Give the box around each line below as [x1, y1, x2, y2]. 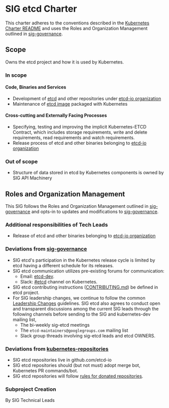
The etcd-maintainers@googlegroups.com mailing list [20, 327, 128, 333]
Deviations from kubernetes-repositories [5, 345, 109, 352]
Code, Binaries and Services [5, 84, 66, 90]
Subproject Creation [5, 386, 56, 393]
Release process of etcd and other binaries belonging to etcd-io [12, 140, 147, 146]
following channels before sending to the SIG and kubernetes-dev [12, 311, 151, 317]
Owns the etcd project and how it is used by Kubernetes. [5, 59, 124, 65]
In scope [5, 72, 27, 79]
